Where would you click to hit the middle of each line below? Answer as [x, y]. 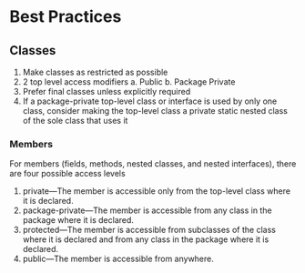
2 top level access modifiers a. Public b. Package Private [129, 82]
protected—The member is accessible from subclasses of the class [149, 230]
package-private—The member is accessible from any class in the [147, 210]
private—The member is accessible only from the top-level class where [157, 191]
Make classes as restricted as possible [95, 72]
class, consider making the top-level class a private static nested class [155, 111]
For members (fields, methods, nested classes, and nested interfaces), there [153, 164]
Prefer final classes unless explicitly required [107, 91]
